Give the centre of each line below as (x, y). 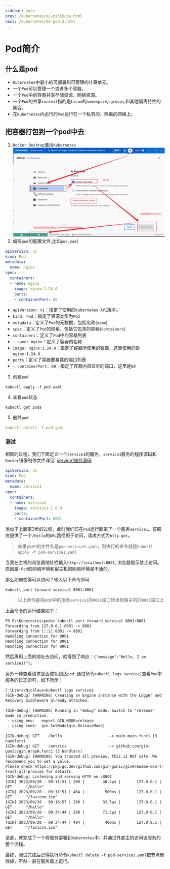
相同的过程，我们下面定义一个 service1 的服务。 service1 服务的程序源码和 (81, 454)
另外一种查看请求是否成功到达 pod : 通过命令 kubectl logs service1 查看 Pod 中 (84, 674)
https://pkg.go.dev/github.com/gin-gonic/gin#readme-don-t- (99, 767)
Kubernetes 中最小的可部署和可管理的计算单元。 (62, 82)
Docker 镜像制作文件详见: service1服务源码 (49, 460)
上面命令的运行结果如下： (32, 611)
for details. (59, 772)
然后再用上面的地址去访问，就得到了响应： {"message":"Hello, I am (76, 656)
